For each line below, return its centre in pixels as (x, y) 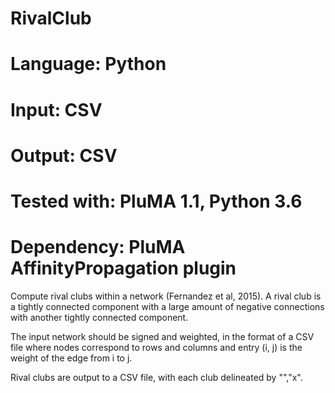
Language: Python (88, 64)
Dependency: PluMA (98, 247)
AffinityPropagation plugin (123, 268)
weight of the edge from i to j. (71, 358)
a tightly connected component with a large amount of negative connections (167, 306)
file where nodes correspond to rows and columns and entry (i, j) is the (156, 347)
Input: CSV (56, 109)
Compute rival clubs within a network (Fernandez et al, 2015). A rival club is (166, 296)
